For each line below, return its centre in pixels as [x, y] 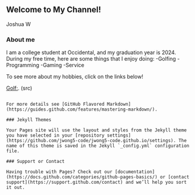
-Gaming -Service [63, 65]
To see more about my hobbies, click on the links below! [75, 77]
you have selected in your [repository [55, 136]
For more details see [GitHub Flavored [55, 104]
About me [21, 39]
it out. [16, 188]
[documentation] [135, 172]
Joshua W [18, 24]
